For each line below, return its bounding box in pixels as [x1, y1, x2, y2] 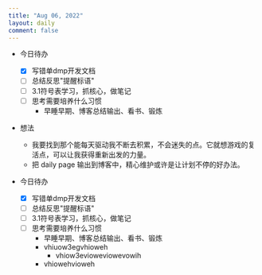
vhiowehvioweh [43, 259, 96, 269]
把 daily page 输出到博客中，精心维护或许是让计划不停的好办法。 [31, 160, 244, 169]
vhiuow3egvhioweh [43, 242, 108, 251]
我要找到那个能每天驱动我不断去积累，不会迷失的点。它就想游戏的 [31, 140, 248, 149]
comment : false [8, 26, 59, 34]
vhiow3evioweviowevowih [55, 250, 142, 260]
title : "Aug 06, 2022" [8, 11, 84, 20]
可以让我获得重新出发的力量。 [53, 149, 151, 159]
